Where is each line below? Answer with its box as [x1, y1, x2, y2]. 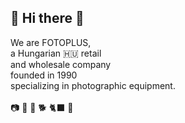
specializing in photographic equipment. [10, 79, 176, 91]
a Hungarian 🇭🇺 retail [10, 47, 102, 59]
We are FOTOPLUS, [10, 36, 92, 48]
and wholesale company [10, 58, 112, 70]
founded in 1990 [10, 69, 78, 81]
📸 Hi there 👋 [10, 10, 85, 27]
